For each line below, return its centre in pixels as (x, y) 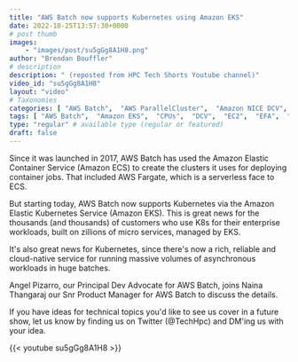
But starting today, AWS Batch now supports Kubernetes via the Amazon (142, 203)
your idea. (27, 330)
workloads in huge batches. (60, 268)
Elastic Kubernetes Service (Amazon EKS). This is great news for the (134, 213)
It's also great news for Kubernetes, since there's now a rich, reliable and (143, 248)
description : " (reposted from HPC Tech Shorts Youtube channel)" (134, 75)
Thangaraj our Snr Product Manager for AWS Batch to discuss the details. (144, 295)
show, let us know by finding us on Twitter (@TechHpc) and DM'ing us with (146, 321)
